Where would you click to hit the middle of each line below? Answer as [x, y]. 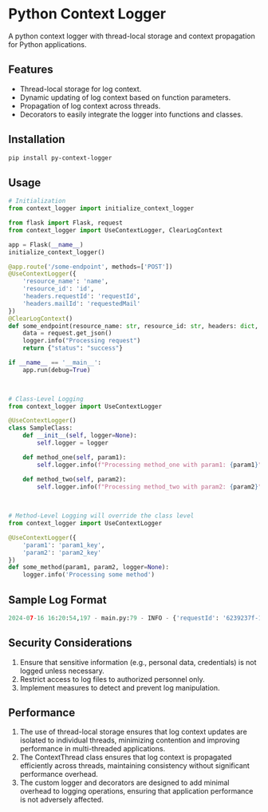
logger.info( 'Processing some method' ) [89, 575]
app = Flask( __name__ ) [46, 244]
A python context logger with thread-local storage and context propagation [132, 36]
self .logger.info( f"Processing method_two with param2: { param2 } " [150, 487]
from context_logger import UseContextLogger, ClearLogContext [116, 230]
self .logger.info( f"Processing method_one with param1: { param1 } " [150, 465]
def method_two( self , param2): [75, 479]
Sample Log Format [57, 600]
